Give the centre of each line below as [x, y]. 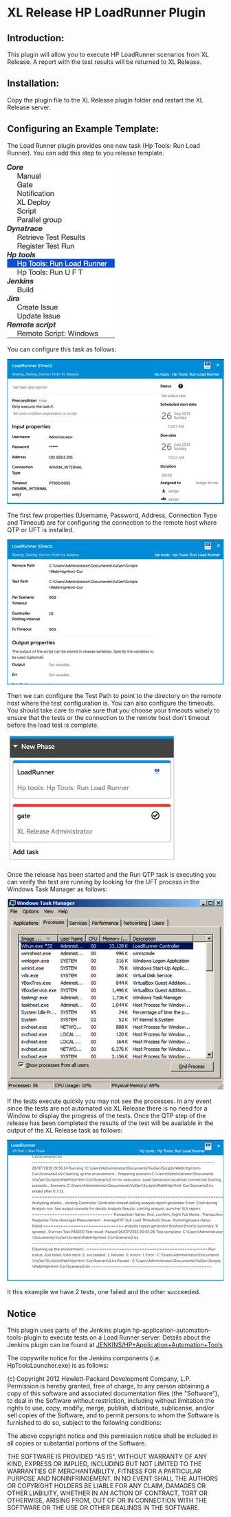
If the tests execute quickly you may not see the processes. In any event [109, 1101]
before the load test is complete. [53, 725]
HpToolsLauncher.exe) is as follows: [58, 1366]
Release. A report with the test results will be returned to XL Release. [104, 62]
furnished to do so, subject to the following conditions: [84, 1423]
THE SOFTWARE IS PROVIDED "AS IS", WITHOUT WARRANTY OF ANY [107, 1456]
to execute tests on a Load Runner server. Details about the [126, 1338]
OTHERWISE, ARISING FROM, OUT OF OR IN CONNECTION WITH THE [107, 1500]
